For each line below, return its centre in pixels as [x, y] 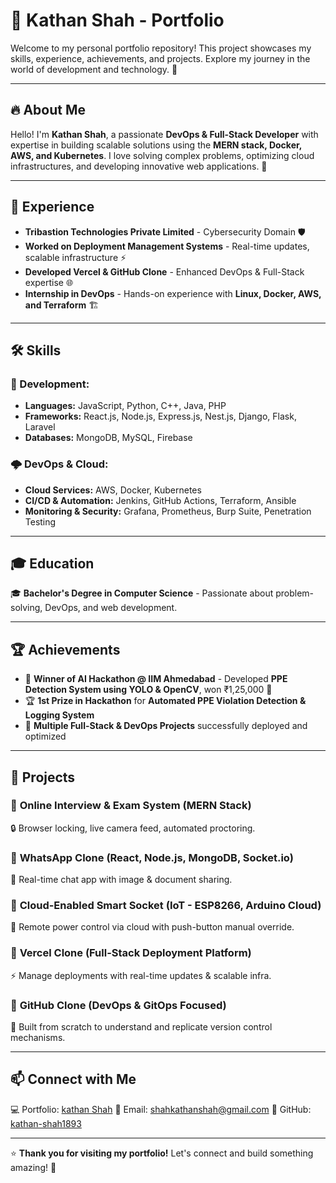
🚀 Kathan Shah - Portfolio [117, 20]
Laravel [40, 427]
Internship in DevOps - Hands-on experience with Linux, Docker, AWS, [173, 293]
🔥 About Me [48, 110]
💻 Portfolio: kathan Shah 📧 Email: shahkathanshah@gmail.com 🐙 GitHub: [161, 1109]
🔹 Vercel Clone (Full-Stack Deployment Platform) [131, 953]
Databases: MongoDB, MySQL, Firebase [108, 438]
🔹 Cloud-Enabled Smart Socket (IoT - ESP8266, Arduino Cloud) [166, 906]
